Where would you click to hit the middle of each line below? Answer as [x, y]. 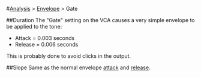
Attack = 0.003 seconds [45, 38]
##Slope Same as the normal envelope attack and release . [79, 67]
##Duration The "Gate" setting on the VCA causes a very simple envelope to [100, 20]
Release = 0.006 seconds [46, 44]
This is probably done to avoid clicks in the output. [68, 56]
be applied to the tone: [34, 27]
